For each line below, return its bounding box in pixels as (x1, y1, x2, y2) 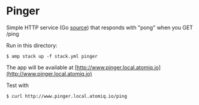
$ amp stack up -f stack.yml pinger (6, 53, 98, 59)
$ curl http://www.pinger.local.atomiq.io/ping (6, 93, 128, 99)
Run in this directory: (6, 42, 58, 49)
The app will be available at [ (6, 64, 77, 71)
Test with (6, 82, 29, 89)
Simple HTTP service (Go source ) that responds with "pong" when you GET (6, 24, 194, 31)
